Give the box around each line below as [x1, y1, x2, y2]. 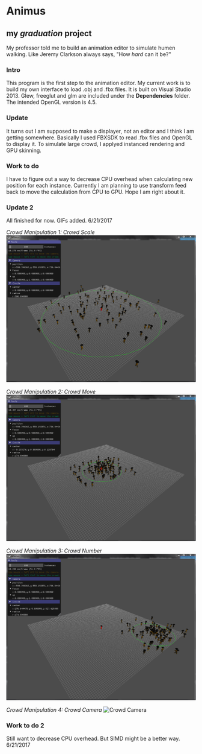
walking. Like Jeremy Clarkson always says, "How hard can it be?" [6, 51, 171, 58]
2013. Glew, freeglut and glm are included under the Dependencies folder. [6, 92, 191, 100]
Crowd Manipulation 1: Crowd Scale [6, 229, 95, 236]
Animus [6, 4, 46, 18]
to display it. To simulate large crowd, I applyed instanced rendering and [6, 140, 185, 147]
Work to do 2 [6, 721, 44, 730]
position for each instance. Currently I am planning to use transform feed [6, 182, 187, 189]
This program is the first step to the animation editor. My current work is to [6, 80, 191, 87]
